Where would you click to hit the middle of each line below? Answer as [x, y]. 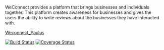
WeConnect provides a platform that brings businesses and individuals [77, 7]
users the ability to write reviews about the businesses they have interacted [82, 18]
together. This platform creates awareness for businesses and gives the [79, 12]
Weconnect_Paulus [25, 32]
